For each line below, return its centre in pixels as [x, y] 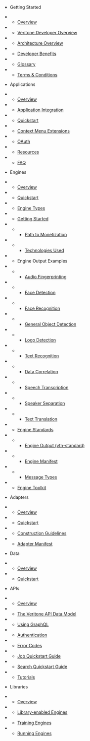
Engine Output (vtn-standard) [55, 445]
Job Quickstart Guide [39, 656]
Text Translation [41, 419]
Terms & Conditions [37, 75]
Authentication [32, 635]
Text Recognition [42, 356]
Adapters [19, 497]
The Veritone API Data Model [47, 614]
